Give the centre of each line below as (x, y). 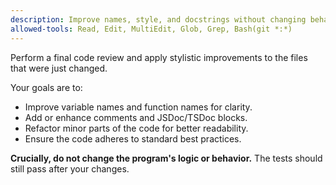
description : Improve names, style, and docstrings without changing (158, 19)
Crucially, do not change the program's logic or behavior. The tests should (166, 158)
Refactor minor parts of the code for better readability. (136, 128)
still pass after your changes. (70, 168)
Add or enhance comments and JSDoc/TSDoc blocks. (136, 117)
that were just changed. (59, 68)
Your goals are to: (46, 87)
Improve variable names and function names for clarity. (138, 107)
